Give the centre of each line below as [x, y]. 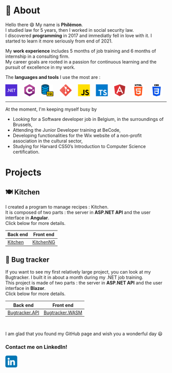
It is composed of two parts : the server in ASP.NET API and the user [78, 212]
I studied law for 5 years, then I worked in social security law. [70, 30]
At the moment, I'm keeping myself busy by [51, 109]
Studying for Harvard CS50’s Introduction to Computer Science [79, 146]
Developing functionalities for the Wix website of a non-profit [77, 135]
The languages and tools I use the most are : [53, 77]
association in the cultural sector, [48, 141]
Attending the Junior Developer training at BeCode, [67, 130]
